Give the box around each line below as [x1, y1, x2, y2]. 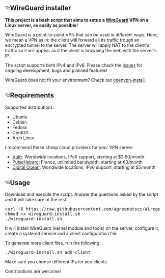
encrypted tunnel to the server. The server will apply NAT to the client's [5, 42, 150, 48]
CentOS [12, 129, 28, 135]
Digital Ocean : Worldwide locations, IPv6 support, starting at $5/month [12, 164, 156, 170]
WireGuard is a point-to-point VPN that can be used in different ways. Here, [5, 31, 158, 37]
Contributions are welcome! [5, 268, 61, 275]
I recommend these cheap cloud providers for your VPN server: [5, 144, 134, 150]
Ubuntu [12, 114, 28, 120]
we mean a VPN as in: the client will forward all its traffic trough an [5, 37, 140, 43]
